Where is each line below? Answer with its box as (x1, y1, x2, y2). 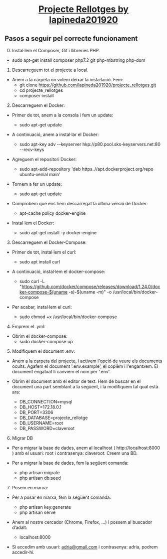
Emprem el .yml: (11, 324, 45, 329)
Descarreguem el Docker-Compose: (11, 239, 87, 245)
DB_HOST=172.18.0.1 (19, 404, 62, 410)
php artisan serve (19, 509, 56, 515)
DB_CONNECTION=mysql (19, 399, 72, 404)
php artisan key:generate (19, 504, 71, 510)
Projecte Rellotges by (38, 4, 128, 15)
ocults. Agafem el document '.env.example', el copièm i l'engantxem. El (11, 363, 158, 369)
